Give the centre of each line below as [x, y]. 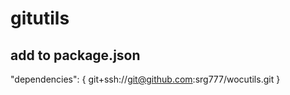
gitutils [40, 18]
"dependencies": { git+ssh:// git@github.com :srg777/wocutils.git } [145, 79]
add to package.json [75, 55]
